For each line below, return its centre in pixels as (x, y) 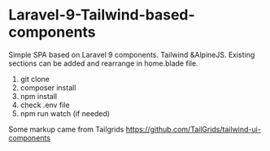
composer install (48, 88)
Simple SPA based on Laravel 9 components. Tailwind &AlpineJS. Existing (132, 54)
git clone (35, 79)
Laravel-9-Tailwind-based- (102, 15)
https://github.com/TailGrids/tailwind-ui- (194, 129)
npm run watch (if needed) (65, 113)
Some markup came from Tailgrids (66, 129)
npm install (39, 96)
